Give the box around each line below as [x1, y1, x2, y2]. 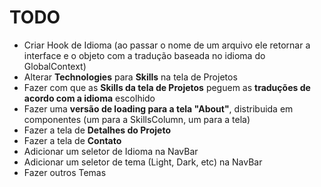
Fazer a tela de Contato [23, 134, 122, 146]
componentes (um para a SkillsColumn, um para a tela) [23, 113, 251, 125]
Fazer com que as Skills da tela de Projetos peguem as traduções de [23, 81, 311, 93]
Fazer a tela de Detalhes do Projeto [23, 124, 171, 136]
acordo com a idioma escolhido [23, 92, 156, 104]
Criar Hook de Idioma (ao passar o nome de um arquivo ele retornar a [23, 39, 311, 51]
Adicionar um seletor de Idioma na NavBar [23, 145, 199, 157]
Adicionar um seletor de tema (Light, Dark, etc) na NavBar [23, 156, 263, 168]
